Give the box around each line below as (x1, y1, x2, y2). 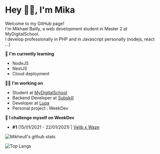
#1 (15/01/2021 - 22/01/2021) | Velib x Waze (12, 124, 100, 130)
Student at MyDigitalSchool (12, 89, 68, 95)
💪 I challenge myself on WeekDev (5, 114, 75, 120)
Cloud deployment (12, 70, 50, 76)
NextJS (12, 66, 27, 71)
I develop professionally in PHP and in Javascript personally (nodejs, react (5, 36, 155, 42)
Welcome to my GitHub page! (5, 21, 65, 26)
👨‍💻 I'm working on (5, 80, 43, 86)
